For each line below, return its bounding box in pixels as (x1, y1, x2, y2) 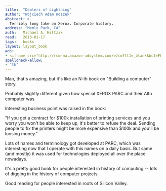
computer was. (5, 96, 36, 102)
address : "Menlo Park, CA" (5, 26, 61, 31)
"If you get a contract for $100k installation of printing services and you (5, 115, 151, 121)
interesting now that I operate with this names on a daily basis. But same (5, 146, 153, 152)
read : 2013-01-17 (5, 35, 45, 40)
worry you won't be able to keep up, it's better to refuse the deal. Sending (5, 120, 156, 126)
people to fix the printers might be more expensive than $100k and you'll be (5, 125, 159, 131)
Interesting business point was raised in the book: (5, 106, 106, 112)
